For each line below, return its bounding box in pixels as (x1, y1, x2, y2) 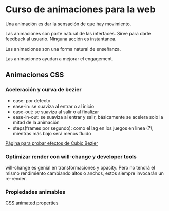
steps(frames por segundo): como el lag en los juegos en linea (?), (12, 124, 154, 131)
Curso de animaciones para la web (5, 4, 156, 15)
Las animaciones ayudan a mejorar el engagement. (5, 55, 114, 62)
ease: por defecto (12, 97, 51, 103)
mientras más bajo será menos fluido (12, 130, 91, 136)
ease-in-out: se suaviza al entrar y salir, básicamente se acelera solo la (12, 114, 163, 120)
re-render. (5, 175, 27, 181)
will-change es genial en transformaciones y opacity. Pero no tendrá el (5, 164, 155, 171)
